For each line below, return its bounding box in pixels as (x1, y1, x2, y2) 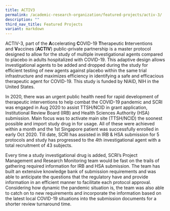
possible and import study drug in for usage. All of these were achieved (5, 121, 155, 127)
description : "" (5, 17, 40, 22)
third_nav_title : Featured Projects (5, 21, 83, 27)
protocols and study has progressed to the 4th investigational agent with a (5, 137, 161, 143)
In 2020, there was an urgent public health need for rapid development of (5, 94, 159, 100)
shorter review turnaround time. (5, 201, 72, 207)
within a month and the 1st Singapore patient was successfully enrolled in (5, 126, 159, 133)
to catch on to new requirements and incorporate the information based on (5, 190, 161, 196)
